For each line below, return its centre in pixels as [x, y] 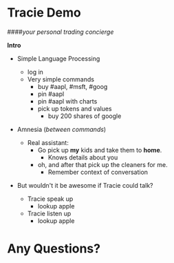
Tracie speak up [50, 199]
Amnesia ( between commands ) [62, 129]
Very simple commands [61, 79]
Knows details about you [83, 157]
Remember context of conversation [98, 172]
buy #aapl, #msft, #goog [73, 86]
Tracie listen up [49, 213]
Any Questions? [54, 249]
